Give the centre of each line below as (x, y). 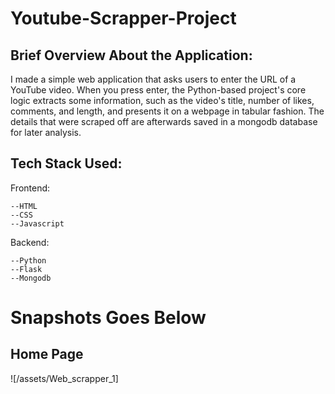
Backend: (30, 242)
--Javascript (37, 223)
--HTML (24, 206)
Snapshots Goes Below (108, 318)
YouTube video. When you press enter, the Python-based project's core (158, 90)
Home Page (47, 354)
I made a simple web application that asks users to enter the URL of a (153, 79)
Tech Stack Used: (66, 163)
